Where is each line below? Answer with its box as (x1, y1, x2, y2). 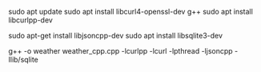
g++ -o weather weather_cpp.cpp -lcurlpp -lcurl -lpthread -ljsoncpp (8, 46, 234, 55)
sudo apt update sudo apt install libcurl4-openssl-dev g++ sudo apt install (8, 7, 254, 16)
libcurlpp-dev (8, 15, 54, 25)
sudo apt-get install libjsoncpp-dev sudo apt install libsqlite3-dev (8, 31, 223, 40)
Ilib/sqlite (8, 55, 38, 64)
